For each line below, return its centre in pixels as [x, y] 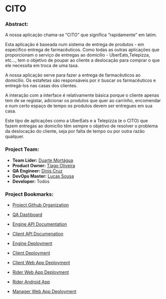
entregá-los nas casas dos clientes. [41, 86]
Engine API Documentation [40, 224]
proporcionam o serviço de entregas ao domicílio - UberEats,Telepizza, [78, 55]
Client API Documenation [38, 234]
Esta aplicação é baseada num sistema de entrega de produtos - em [75, 45]
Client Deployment [31, 253]
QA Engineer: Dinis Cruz [37, 171]
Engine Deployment [32, 243]
